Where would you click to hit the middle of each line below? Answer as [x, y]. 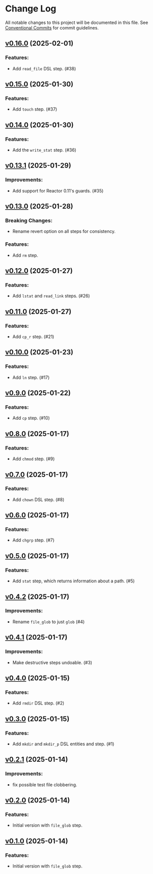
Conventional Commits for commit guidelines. [52, 27]
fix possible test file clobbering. [45, 785]
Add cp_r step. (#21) [33, 337]
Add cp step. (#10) [31, 418]
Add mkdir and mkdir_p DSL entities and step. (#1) [63, 744]
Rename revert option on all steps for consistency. [64, 231]
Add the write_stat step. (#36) [44, 150]
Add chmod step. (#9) [33, 459]
